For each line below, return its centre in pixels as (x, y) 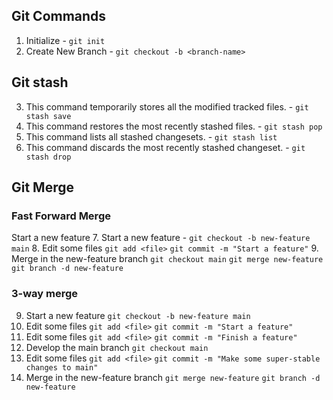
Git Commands (59, 16)
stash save (48, 116)
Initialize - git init (65, 40)
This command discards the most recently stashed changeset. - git (165, 147)
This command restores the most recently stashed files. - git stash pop (174, 126)
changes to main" (62, 367)
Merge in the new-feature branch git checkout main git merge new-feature (167, 259)
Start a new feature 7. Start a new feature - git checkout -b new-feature (161, 238)
